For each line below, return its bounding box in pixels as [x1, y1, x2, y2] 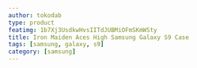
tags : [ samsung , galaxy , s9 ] [8, 41, 104, 48]
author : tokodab [8, 11, 62, 20]
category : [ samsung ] [8, 48, 77, 55]
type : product [8, 19, 55, 27]
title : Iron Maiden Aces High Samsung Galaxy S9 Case [8, 33, 190, 41]
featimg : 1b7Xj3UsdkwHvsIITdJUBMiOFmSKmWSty [8, 26, 157, 34]
